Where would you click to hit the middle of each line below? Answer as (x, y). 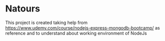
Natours (23, 9)
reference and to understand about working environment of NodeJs (76, 33)
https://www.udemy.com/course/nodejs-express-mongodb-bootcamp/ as (82, 27)
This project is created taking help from (46, 22)
